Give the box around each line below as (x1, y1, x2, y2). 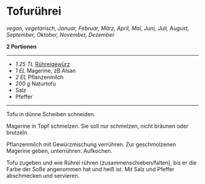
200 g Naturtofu (15, 79, 56, 87)
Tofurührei (6, 4, 62, 18)
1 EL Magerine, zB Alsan (15, 67, 76, 74)
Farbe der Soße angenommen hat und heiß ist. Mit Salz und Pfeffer (6, 165, 175, 172)
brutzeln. (6, 128, 29, 136)
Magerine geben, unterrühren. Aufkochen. (6, 147, 113, 154)
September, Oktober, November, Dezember (6, 31, 115, 38)
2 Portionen (6, 43, 37, 50)
